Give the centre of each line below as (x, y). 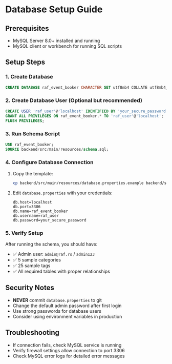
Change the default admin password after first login (67, 306)
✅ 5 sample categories (37, 260)
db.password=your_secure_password (49, 220)
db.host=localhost (32, 202)
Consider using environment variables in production (67, 316)
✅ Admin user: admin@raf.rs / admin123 (53, 254)
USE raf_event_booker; (29, 145)
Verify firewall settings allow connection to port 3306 (69, 350)
